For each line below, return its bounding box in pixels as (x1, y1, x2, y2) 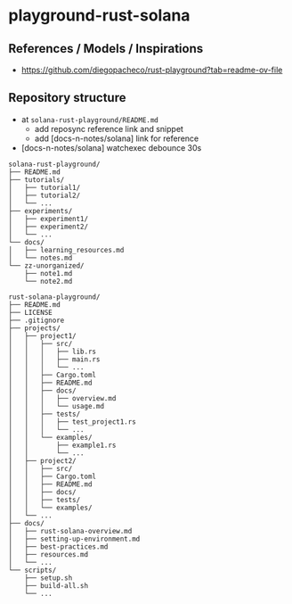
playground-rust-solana (8, 5, 191, 26)
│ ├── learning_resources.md (8, 245, 125, 254)
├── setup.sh (24, 573, 73, 583)
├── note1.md (24, 269, 73, 277)
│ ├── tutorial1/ (8, 183, 81, 192)
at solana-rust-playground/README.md (20, 113, 159, 125)
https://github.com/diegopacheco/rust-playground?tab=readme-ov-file (20, 64, 283, 75)
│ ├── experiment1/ (8, 214, 89, 223)
